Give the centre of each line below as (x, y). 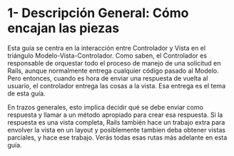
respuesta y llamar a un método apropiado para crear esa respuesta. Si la (115, 115)
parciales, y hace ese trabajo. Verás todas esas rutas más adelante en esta (117, 137)
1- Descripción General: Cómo (98, 13)
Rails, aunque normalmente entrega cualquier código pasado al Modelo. (113, 71)
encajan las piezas (63, 28)
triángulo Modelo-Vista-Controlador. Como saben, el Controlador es (107, 56)
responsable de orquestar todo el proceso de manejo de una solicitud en (114, 63)
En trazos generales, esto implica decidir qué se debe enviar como (105, 107)
